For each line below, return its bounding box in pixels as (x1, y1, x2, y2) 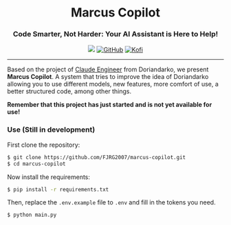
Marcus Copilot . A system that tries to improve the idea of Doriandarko (7, 73, 209, 81)
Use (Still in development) (7, 125, 96, 134)
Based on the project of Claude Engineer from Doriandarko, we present (7, 65, 209, 73)
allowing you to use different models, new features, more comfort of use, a (7, 80, 219, 88)
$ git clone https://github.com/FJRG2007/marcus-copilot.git (7, 154, 186, 161)
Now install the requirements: (7, 173, 91, 181)
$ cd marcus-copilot (7, 160, 67, 167)
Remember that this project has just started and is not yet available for (7, 101, 212, 109)
